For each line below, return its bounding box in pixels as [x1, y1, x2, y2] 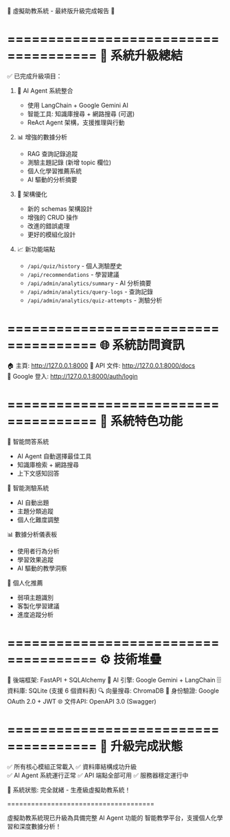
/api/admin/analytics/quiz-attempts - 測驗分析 [27, 295, 163, 304]
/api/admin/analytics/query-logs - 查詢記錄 [27, 287, 153, 295]
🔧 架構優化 [16, 190, 47, 198]
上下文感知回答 [16, 469, 60, 477]
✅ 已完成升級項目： [7, 71, 62, 80]
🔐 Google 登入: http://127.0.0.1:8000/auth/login [7, 372, 139, 380]
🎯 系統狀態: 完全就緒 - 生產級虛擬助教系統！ [7, 785, 131, 794]
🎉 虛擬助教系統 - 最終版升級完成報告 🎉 [7, 7, 115, 14]
